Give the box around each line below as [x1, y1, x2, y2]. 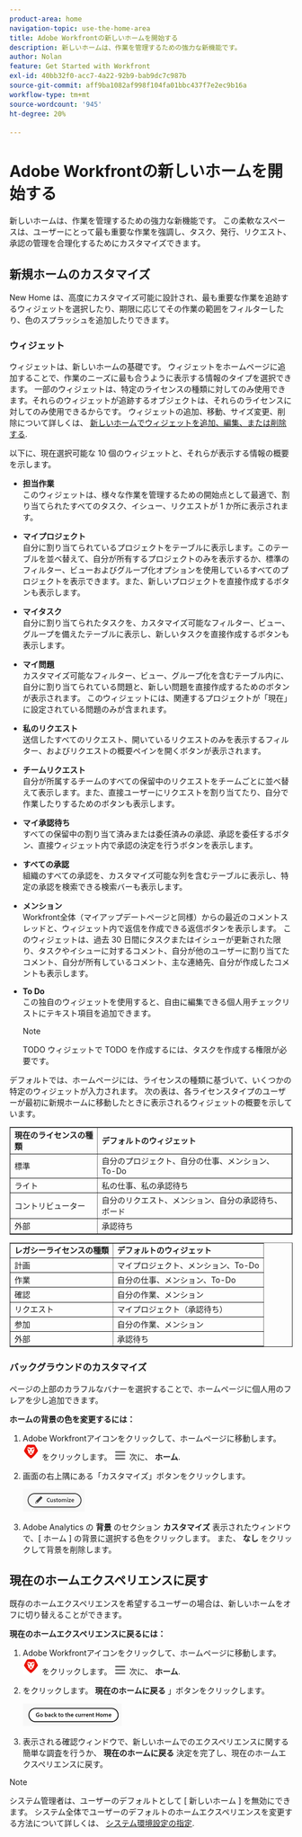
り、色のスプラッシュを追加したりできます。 [9, 315, 174, 325]
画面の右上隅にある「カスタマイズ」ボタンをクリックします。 [22, 1470, 250, 1481]
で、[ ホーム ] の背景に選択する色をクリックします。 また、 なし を [22, 1532, 270, 1543]
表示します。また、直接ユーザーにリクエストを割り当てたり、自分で [38, 787, 289, 798]
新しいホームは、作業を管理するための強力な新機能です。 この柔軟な [9, 216, 263, 226]
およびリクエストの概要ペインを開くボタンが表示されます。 [46, 746, 267, 757]
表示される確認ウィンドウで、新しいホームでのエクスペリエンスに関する [22, 1736, 289, 1747]
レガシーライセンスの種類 [14, 1245, 110, 1256]
